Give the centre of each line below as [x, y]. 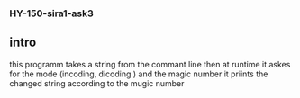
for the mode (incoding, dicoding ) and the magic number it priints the [139, 74]
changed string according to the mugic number [97, 83]
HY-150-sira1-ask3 [51, 13]
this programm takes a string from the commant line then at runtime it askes [150, 64]
